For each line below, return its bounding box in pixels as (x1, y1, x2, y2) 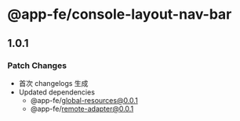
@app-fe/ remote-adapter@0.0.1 (30, 104, 134, 113)
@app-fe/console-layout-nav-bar (7, 5, 232, 23)
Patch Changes (7, 60, 67, 71)
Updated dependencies (18, 87, 96, 97)
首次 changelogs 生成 (18, 78, 89, 87)
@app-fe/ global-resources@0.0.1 (30, 95, 138, 105)
